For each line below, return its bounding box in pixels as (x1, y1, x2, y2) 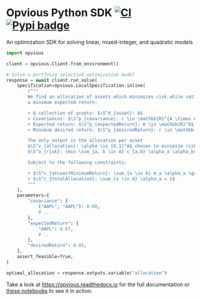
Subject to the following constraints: (28, 160, 127, 166)
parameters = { (17, 192, 50, 198)
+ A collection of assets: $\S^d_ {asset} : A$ (28, 110, 144, 116)
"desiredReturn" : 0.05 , (28, 243, 87, 249)
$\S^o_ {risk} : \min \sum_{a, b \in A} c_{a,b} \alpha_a (28, 149, 170, 155)
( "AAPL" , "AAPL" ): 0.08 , (38, 204, 100, 210)
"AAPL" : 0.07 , (38, 226, 74, 232)
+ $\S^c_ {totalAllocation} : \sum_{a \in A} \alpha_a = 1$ (28, 176, 175, 182)
